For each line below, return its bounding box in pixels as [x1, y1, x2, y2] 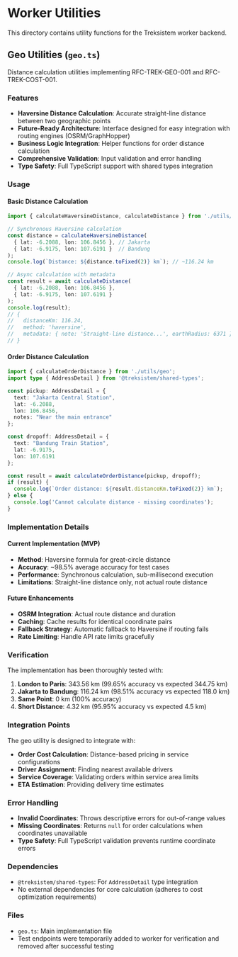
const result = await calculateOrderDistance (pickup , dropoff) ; [7, 472, 201, 480]
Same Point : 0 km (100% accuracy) [17, 695, 122, 703]
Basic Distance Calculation [7, 197, 89, 205]
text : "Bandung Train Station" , [13, 440, 110, 447]
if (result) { [7, 479, 50, 486]
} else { [7, 492, 33, 499]
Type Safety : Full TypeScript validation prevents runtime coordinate [17, 836, 216, 844]
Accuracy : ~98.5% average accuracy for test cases [17, 562, 170, 571]
